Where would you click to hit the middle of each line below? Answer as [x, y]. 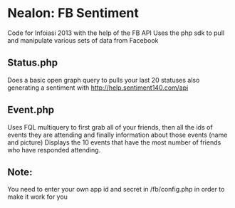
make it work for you [37, 197]
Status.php [33, 63]
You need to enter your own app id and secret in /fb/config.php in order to [116, 189]
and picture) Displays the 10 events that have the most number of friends [114, 142]
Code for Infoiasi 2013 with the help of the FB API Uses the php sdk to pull [116, 33]
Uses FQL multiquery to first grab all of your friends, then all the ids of [110, 127]
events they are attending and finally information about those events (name [117, 135]
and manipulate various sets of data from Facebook [83, 40]
